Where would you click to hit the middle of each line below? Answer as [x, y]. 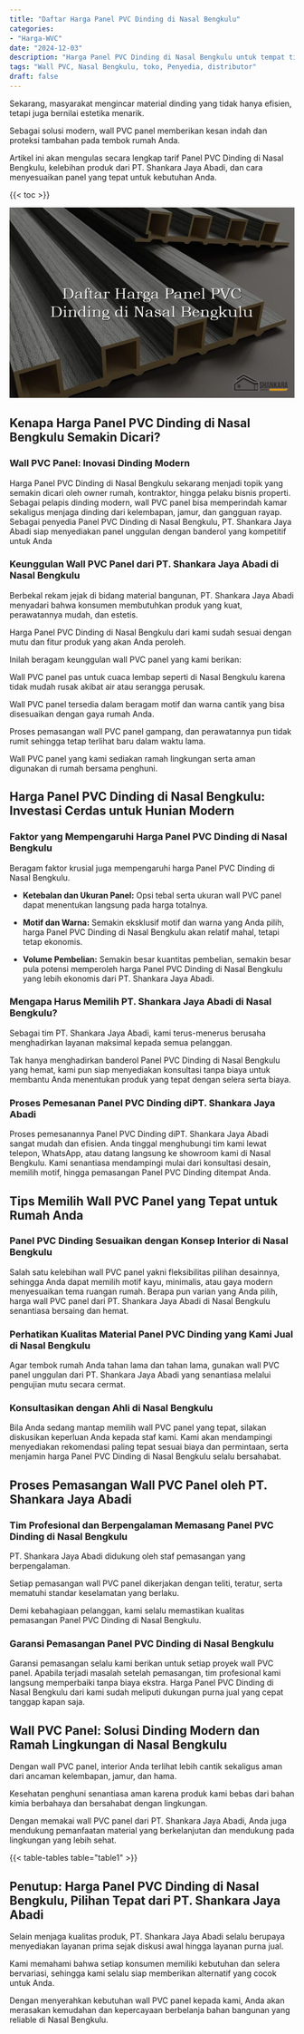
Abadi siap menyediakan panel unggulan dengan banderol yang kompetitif [148, 531]
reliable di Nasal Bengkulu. [59, 2020]
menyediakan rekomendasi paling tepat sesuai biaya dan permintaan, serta [149, 1447]
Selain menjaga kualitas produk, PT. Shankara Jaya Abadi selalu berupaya [147, 1937]
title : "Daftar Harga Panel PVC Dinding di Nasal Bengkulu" [125, 19]
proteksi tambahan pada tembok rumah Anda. [95, 140]
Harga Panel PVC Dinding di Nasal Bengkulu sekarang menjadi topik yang [146, 483]
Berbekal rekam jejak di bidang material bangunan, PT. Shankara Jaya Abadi [152, 595]
